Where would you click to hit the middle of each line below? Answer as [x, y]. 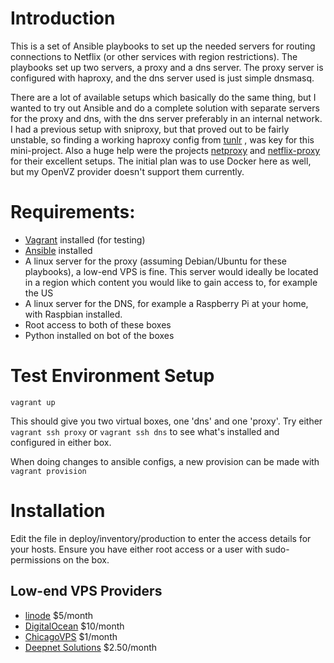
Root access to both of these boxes [98, 324]
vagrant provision [48, 471]
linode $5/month [59, 615]
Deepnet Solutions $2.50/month [91, 647]
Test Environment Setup [112, 376]
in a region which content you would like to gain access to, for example [171, 282]
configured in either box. [61, 442]
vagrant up [33, 402]
